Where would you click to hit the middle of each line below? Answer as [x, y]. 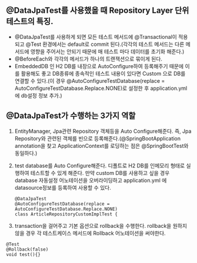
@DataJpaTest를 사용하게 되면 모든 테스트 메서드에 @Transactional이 [96, 36]
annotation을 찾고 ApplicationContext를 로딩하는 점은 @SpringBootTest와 [101, 146]
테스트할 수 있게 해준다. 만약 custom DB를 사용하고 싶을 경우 [100, 173]
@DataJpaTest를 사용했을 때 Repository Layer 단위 [98, 11]
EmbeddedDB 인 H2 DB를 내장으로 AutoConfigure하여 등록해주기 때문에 [99, 66]
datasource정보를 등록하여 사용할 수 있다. [63, 187]
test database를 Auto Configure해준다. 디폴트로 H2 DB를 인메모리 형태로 [100, 166]
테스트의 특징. [30, 21]
